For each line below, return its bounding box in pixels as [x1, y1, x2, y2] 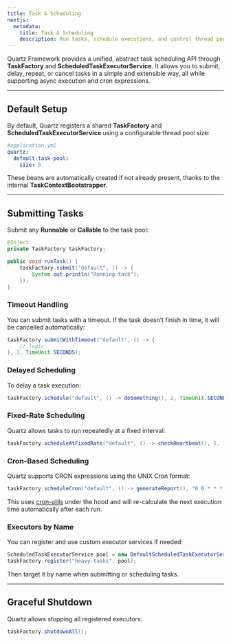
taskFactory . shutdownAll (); [7, 628, 88, 635]
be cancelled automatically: [7, 323, 85, 331]
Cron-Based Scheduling [7, 456, 89, 465]
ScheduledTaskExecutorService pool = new [7, 551, 128, 559]
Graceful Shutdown [7, 596, 93, 608]
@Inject [7, 239, 30, 246]
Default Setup [7, 103, 67, 114]
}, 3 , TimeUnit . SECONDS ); [7, 349, 81, 356]
